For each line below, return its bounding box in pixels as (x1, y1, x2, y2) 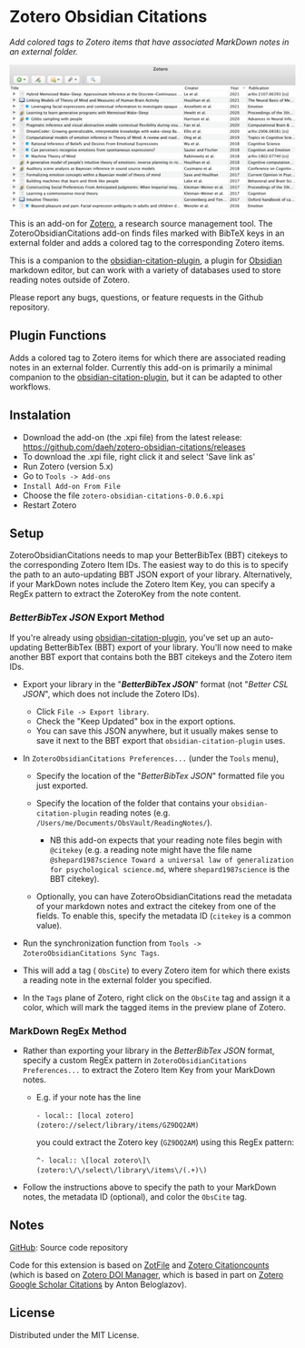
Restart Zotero (22, 499, 77, 511)
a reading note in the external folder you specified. (22, 974, 212, 985)
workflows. (9, 380, 52, 392)
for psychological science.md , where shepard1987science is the (49, 863, 290, 875)
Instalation (9, 408, 71, 423)
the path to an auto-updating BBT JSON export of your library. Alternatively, (9, 569, 292, 580)
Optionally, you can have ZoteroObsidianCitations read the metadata (35, 890, 292, 902)
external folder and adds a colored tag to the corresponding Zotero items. (9, 237, 285, 248)
